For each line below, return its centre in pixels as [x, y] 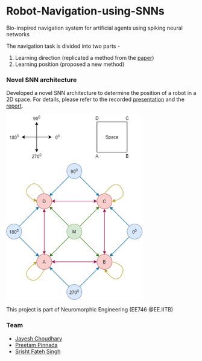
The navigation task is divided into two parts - [63, 46]
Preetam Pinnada [36, 345]
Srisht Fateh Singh [38, 351]
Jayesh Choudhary [39, 338]
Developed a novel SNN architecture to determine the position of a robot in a [101, 93]
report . [15, 106]
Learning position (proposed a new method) [70, 64]
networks [18, 34]
